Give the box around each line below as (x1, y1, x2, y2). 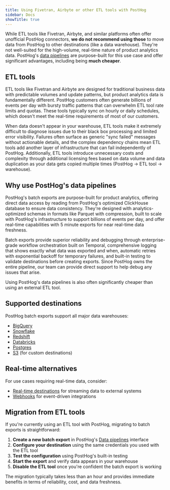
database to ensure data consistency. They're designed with (5, 206, 132, 211)
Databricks (12, 339, 36, 345)
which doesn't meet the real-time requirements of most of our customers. (5, 113, 159, 120)
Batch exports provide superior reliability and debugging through (5, 237, 141, 243)
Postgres (12, 344, 32, 350)
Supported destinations (5, 299, 82, 308)
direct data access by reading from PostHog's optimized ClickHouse (5, 200, 149, 206)
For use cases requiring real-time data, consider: (5, 378, 108, 384)
